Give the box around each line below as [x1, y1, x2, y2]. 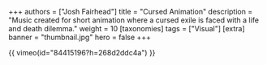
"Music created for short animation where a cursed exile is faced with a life [8, 15, 260, 25]
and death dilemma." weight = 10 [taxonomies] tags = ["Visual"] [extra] [8, 24, 245, 33]
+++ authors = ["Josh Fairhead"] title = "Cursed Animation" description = [8, 7, 253, 16]
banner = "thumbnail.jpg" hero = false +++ [8, 32, 152, 42]
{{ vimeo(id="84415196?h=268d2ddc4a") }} [8, 48, 156, 57]
